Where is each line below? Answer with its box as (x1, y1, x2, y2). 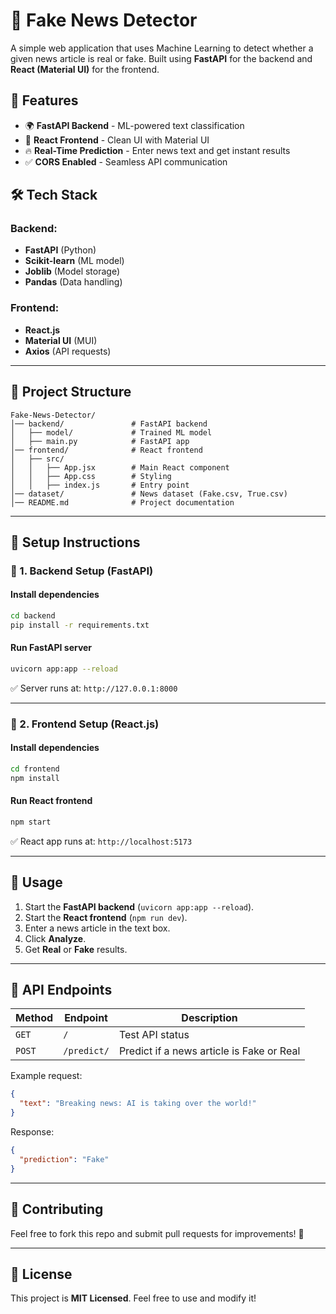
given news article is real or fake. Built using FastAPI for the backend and (10, 52, 313, 64)
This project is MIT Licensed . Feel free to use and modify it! (10, 1292, 257, 1304)
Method (15, 1011, 54, 1025)
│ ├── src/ (10, 454, 65, 464)
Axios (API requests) (24, 345, 112, 357)
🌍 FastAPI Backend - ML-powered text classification (24, 119, 245, 131)
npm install (10, 773, 60, 783)
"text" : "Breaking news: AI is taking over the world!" (19, 1099, 257, 1109)
